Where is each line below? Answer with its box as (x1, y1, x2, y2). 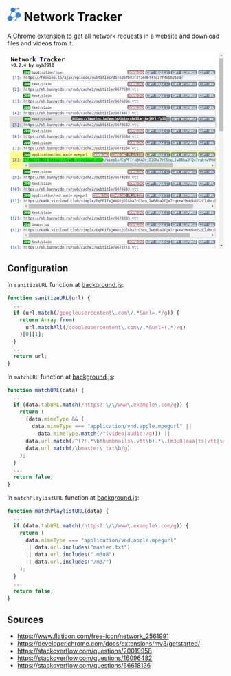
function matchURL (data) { (7, 386, 85, 394)
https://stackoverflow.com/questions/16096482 (16, 654, 153, 662)
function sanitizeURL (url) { (7, 295, 91, 302)
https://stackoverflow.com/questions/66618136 (16, 662, 151, 670)
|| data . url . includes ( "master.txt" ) (25, 544, 131, 551)
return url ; (13, 353, 48, 360)
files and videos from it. (7, 39, 74, 47)
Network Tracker (23, 9, 122, 25)
